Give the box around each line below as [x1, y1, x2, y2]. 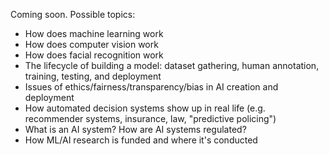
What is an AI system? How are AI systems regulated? [24, 124, 247, 135]
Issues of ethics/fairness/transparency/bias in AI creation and [24, 81, 279, 93]
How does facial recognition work [24, 49, 164, 61]
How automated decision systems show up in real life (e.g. [24, 102, 266, 114]
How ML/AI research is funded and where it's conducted [24, 134, 258, 146]
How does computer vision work [24, 39, 159, 50]
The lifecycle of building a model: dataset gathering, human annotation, [24, 60, 320, 71]
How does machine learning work [24, 28, 164, 39]
